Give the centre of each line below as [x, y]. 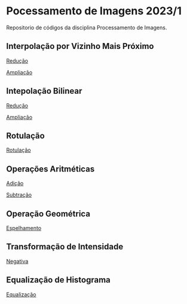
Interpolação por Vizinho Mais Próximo [80, 46]
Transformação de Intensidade [65, 247]
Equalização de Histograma [58, 280]
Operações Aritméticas [50, 169]
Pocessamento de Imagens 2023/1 [94, 11]
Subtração [19, 195]
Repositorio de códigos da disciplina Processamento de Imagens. [87, 27]
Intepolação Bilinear [44, 91]
